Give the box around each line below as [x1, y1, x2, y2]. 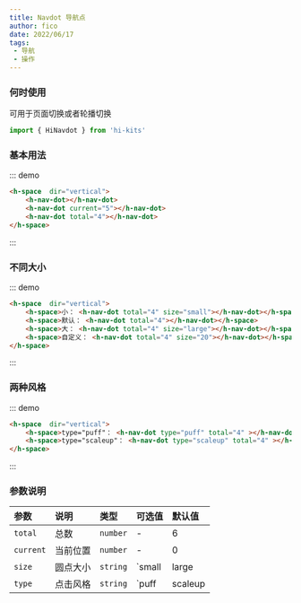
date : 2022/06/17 [9, 30, 74, 39]
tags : [9, 38, 30, 48]
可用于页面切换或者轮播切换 [9, 109, 112, 119]
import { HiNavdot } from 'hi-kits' [9, 127, 146, 135]
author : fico [9, 22, 58, 31]
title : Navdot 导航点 [9, 13, 86, 22]
